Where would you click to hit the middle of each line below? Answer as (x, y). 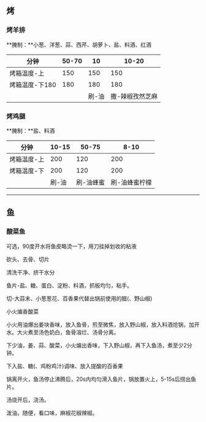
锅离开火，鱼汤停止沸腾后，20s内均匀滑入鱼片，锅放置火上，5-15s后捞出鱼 (101, 379)
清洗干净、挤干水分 (31, 272)
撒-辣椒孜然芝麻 (134, 96)
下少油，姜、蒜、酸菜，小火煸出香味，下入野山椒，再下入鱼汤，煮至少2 (97, 345)
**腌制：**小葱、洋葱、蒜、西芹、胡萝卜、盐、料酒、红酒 (79, 44)
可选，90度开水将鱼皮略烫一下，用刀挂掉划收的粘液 (71, 246)
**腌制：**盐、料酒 (31, 130)
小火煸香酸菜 (22, 311)
